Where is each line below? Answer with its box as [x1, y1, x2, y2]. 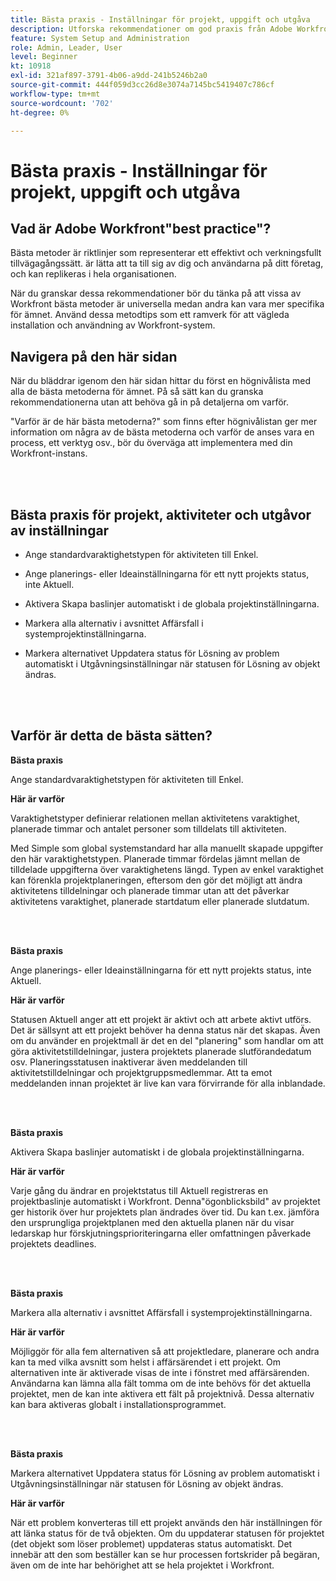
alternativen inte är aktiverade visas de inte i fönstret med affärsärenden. [10, 1366, 310, 1378]
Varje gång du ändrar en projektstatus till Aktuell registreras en [10, 1184, 269, 1196]
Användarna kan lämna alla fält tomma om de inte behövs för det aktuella [10, 1377, 312, 1389]
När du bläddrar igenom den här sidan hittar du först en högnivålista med [10, 375, 312, 387]
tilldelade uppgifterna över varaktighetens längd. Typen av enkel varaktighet [10, 863, 324, 875]
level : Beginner [10, 52, 78, 62]
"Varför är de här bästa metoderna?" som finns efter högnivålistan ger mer [10, 416, 318, 428]
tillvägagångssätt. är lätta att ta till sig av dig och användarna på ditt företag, [10, 257, 324, 270]
